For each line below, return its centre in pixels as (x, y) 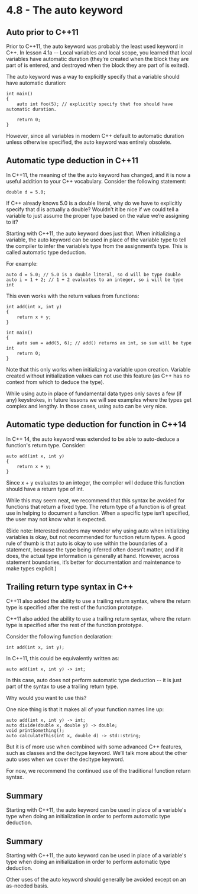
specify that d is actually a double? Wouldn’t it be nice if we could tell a (92, 209)
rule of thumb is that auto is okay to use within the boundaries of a (87, 543)
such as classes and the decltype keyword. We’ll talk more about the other (97, 753)
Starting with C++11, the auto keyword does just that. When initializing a (93, 233)
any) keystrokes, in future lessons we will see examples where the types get (99, 399)
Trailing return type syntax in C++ (70, 587)
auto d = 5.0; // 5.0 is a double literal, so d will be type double (94, 275)
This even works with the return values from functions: (73, 296)
